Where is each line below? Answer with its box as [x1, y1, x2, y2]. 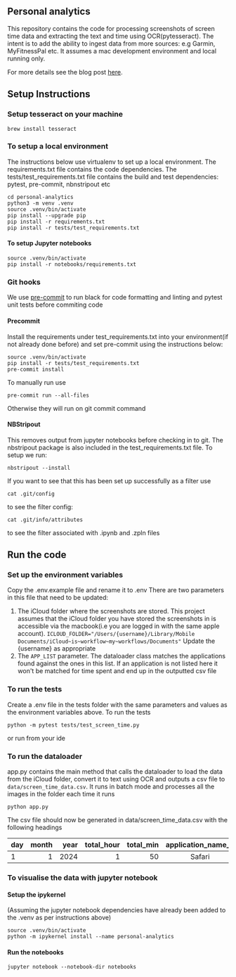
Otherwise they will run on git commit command [7, 404, 146, 412]
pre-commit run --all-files [7, 392, 90, 399]
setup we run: [7, 450, 48, 459]
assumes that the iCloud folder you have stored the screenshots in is [17, 615, 216, 623]
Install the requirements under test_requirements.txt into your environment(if [7, 332, 228, 340]
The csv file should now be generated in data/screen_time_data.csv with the [7, 815, 228, 824]
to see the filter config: [7, 502, 74, 511]
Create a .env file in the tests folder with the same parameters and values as [7, 700, 228, 709]
